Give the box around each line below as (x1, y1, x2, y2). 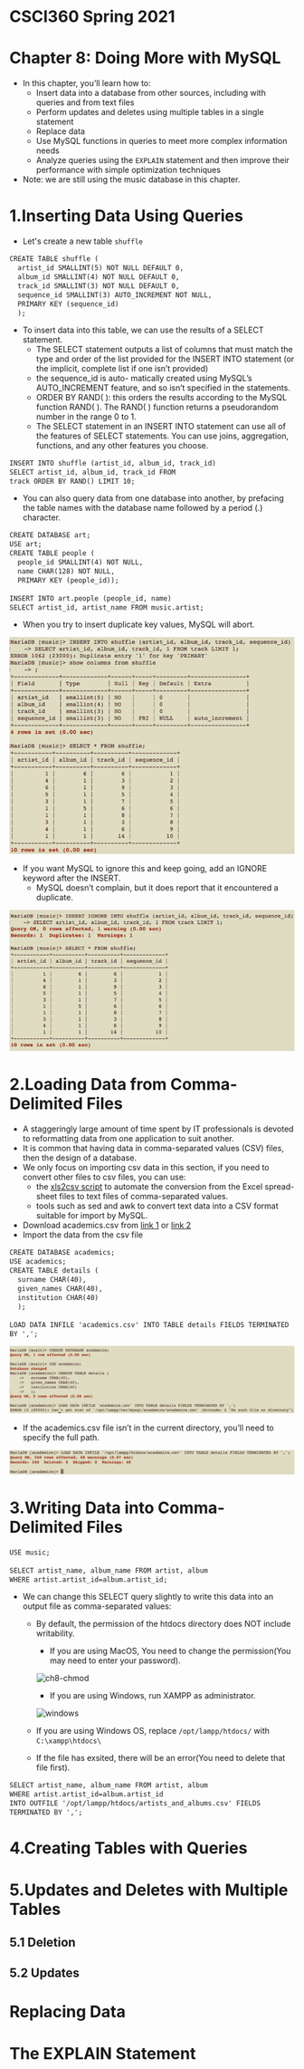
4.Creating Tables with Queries (9, 1838, 248, 1859)
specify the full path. (22, 1431, 100, 1442)
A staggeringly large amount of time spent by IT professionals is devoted (22, 1123, 294, 1134)
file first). (35, 1762, 71, 1773)
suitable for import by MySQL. (35, 1209, 148, 1220)
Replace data (35, 126, 86, 137)
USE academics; (9, 1256, 67, 1265)
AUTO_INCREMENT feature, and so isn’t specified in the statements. (35, 382, 291, 393)
